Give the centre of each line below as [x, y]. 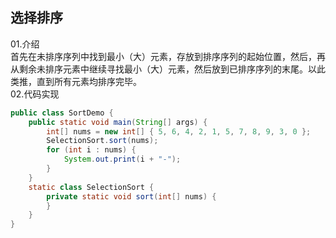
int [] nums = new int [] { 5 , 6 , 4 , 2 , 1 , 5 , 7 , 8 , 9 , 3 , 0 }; [179, 131]
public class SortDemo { [62, 113]
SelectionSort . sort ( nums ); [102, 141]
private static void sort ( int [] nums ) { [131, 196]
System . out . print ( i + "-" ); [122, 159]
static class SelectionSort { [91, 187]
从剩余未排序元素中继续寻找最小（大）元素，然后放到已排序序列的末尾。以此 [168, 69]
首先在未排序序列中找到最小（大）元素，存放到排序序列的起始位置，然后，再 [168, 56]
